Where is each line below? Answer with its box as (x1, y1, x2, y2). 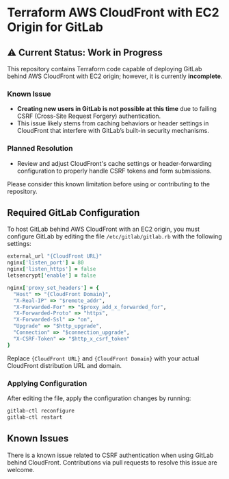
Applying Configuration (7, 378, 87, 388)
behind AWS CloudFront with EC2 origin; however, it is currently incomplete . (7, 72, 223, 80)
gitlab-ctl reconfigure (7, 407, 75, 414)
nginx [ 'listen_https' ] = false (7, 266, 96, 273)
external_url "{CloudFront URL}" (7, 253, 103, 260)
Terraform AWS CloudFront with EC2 (7, 5, 220, 21)
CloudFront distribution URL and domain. (7, 361, 122, 369)
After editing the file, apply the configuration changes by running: (7, 394, 191, 402)
